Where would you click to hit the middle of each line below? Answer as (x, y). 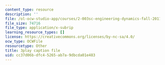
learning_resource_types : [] (35, 32)
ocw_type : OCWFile (24, 42)
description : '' (22, 14)
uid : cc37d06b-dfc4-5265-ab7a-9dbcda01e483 (50, 55)
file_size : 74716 (23, 23)
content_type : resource (29, 10)
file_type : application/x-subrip (39, 28)
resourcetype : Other (26, 46)
